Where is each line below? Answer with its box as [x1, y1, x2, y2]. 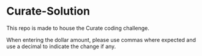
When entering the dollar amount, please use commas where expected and [6, 36, 196, 43]
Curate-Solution [6, 4, 91, 18]
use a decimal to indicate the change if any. [6, 43, 116, 50]
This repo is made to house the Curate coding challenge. [6, 24, 150, 32]
